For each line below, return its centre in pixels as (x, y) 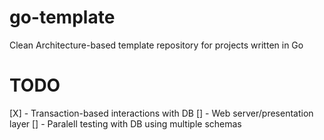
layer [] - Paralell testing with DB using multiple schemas (125, 123)
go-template (62, 17)
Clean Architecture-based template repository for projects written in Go (156, 45)
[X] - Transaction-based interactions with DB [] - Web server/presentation (161, 113)
